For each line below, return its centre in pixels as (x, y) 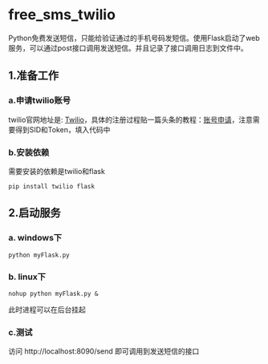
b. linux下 (27, 277)
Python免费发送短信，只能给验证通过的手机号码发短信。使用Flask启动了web (134, 38)
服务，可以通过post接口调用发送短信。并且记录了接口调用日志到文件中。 (128, 48)
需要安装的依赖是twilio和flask (57, 171)
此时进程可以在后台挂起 (47, 309)
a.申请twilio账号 (39, 100)
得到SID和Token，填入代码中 (63, 129)
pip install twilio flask (51, 186)
